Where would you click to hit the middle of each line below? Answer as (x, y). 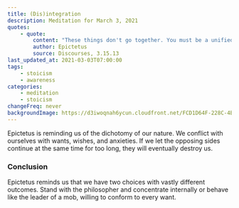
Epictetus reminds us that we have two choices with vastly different (106, 182)
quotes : (19, 27)
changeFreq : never (34, 106)
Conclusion (28, 166)
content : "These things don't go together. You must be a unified (133, 40)
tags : (15, 67)
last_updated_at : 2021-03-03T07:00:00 (65, 60)
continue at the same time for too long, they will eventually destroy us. (110, 148)
